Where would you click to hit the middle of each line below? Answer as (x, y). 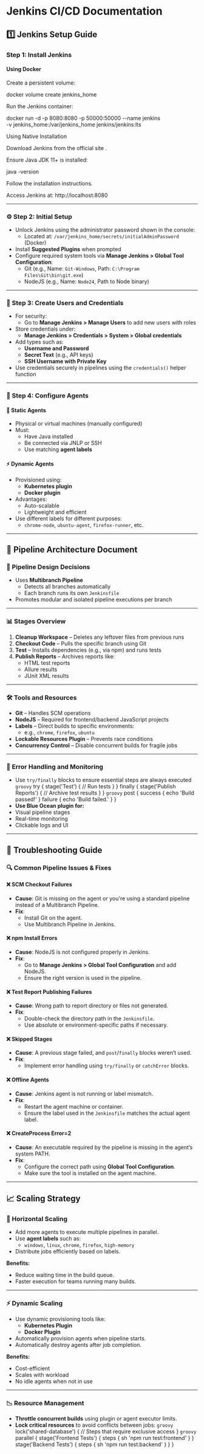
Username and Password (56, 348)
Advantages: (31, 499)
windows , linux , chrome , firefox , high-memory (79, 1245)
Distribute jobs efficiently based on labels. (68, 1252)
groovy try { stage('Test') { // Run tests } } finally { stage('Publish (95, 787)
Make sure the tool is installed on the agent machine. (90, 1173)
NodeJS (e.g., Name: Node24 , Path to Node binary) (87, 281)
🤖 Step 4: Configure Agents (48, 396)
